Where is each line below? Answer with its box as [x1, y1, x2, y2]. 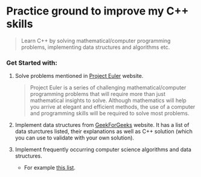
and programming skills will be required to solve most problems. [30, 110, 190, 117]
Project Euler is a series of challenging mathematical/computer [30, 84, 187, 91]
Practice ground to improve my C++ [6, 4, 189, 18]
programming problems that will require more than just [30, 91, 166, 98]
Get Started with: [6, 59, 57, 67]
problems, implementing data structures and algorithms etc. [21, 43, 170, 51]
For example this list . [24, 164, 75, 172]
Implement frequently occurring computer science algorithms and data [14, 146, 192, 153]
